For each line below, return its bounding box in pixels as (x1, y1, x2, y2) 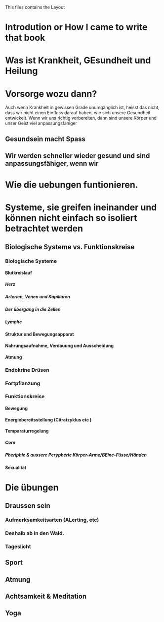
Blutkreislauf (5, 270, 32, 276)
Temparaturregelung (5, 428, 49, 434)
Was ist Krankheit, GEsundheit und (5, 55, 151, 66)
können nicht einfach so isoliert (5, 212, 137, 224)
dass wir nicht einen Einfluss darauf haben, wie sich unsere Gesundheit (5, 110, 151, 116)
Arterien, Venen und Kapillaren (5, 294, 70, 300)
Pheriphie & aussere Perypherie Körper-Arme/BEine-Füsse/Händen (5, 452, 147, 458)
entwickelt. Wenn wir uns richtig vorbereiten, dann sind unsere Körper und (5, 115, 157, 121)
